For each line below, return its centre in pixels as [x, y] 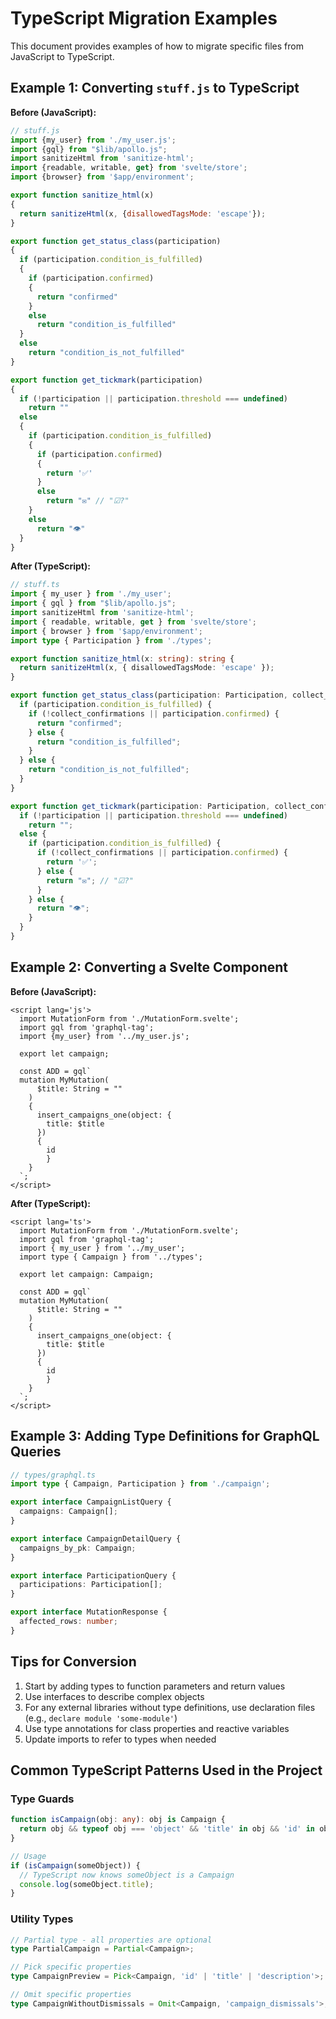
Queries [36, 1452]
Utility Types [42, 1919]
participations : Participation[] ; [91, 1585]
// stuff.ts [35, 585]
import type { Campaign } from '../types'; [111, 1257]
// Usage [28, 1856]
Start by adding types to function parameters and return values [155, 1686]
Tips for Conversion [73, 1662]
